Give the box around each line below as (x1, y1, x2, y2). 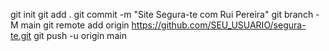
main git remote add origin (20, 19, 130, 31)
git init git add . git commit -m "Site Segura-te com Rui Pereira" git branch (10, 9, 314, 20)
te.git (10, 30, 32, 41)
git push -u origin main (33, 30, 127, 41)
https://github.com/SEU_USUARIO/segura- (131, 19, 307, 31)
